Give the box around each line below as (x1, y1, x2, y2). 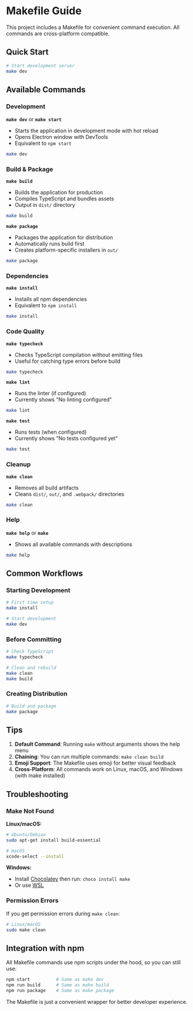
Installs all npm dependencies (14, 295, 87, 303)
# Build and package (6, 703, 57, 709)
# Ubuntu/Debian (6, 831, 46, 837)
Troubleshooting (6, 789, 69, 799)
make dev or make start (6, 116, 62, 123)
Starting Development (6, 586, 71, 594)
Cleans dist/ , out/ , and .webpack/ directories (14, 490, 125, 498)
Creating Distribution (6, 690, 68, 698)
